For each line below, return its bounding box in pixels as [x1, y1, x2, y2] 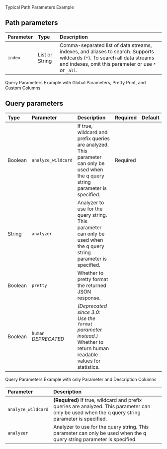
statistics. [77, 363, 100, 370]
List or [37, 51, 53, 58]
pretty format [77, 276, 108, 283]
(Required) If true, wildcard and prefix [53, 396, 142, 403]
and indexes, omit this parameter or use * [59, 60, 156, 67]
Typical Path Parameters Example [5, 4, 74, 10]
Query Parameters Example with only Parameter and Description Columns [5, 376, 157, 382]
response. [77, 294, 101, 301]
